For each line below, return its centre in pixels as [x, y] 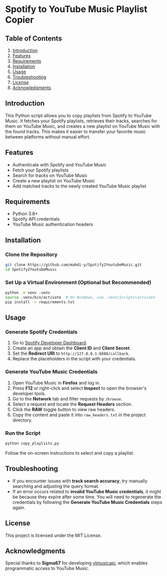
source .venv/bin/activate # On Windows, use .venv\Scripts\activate [80, 298]
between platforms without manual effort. [48, 137]
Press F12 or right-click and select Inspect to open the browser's [79, 388]
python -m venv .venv [28, 293]
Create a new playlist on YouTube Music [54, 180]
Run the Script [23, 433]
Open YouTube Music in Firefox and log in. [56, 382]
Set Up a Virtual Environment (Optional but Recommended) [78, 282]
